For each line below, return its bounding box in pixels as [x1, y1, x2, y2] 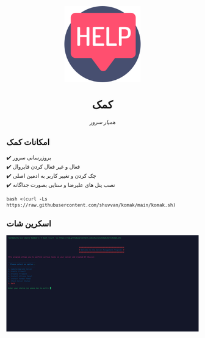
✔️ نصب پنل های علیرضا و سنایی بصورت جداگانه [6, 181, 115, 188]
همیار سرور [89, 118, 116, 125]
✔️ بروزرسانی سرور [6, 153, 52, 161]
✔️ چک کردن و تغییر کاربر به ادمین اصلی [6, 172, 96, 179]
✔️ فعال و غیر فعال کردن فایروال [6, 163, 81, 170]
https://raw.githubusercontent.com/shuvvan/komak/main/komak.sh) [6, 202, 176, 208]
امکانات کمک [6, 137, 50, 147]
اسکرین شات [6, 219, 52, 229]
